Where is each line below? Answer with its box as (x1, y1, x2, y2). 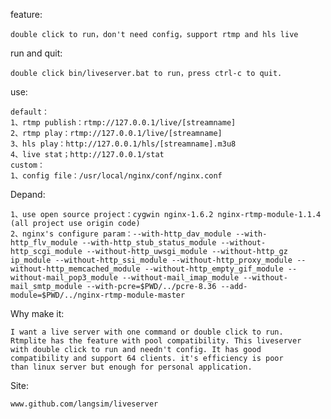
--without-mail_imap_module (121, 273, 240, 283)
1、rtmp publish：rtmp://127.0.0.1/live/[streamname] (10, 118, 237, 128)
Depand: (10, 189, 46, 200)
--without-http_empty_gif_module (144, 264, 284, 274)
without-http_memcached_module (10, 264, 141, 274)
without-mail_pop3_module (10, 273, 118, 283)
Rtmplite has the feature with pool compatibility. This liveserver (10, 336, 302, 346)
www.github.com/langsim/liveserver (10, 399, 159, 409)
